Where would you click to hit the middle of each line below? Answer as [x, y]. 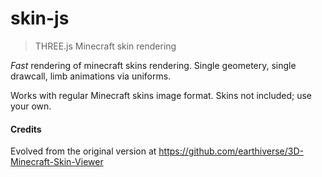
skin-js [40, 18]
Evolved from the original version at [83, 151]
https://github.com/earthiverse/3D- [231, 151]
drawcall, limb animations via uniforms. [91, 76]
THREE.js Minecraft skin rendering [105, 46]
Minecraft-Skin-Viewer [57, 162]
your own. [31, 106]
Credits [26, 129]
